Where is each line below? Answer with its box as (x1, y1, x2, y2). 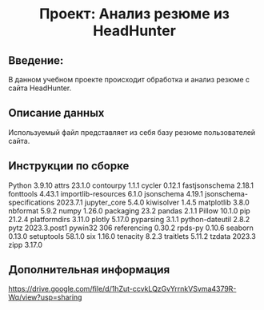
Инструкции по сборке (8, 159, 130, 173)
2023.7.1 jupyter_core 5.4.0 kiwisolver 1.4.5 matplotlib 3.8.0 (56, 197, 250, 207)
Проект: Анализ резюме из (38, 5, 230, 23)
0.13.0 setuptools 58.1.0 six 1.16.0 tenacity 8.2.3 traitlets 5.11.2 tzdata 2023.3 (8, 231, 256, 240)
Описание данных (8, 106, 105, 120)
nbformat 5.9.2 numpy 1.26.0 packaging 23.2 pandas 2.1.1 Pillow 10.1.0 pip (8, 205, 250, 216)
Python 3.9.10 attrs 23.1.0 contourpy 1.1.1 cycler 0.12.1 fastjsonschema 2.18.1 (8, 181, 254, 190)
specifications (8, 197, 55, 207)
